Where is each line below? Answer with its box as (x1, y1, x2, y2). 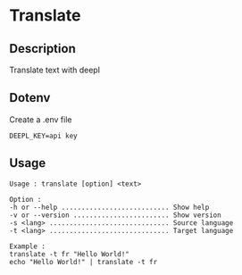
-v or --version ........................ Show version (9, 211, 221, 220)
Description (9, 41, 76, 56)
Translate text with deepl (9, 64, 101, 75)
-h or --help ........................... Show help (9, 203, 210, 212)
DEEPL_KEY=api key (9, 131, 78, 140)
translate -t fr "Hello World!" (9, 249, 129, 259)
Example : (9, 242, 46, 251)
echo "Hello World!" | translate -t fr (9, 257, 158, 266)
